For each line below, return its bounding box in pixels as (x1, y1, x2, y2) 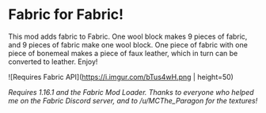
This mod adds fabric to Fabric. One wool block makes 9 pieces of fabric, (8, 32, 248, 41)
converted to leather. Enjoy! (8, 57, 98, 66)
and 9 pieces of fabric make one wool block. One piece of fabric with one (8, 40, 248, 49)
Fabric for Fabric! (8, 6, 124, 24)
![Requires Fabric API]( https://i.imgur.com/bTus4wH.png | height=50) (8, 72, 234, 81)
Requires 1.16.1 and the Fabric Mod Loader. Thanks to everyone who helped (8, 87, 255, 96)
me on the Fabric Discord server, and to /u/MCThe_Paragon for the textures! (8, 96, 258, 105)
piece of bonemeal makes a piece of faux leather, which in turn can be (8, 48, 238, 58)
